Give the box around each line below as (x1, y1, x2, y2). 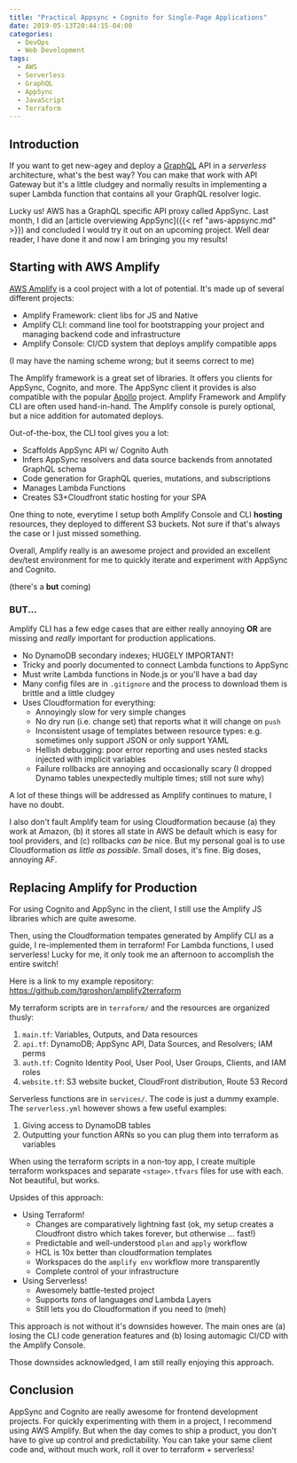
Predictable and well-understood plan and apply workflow (35, 1238, 248, 1248)
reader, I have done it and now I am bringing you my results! (9, 234, 228, 245)
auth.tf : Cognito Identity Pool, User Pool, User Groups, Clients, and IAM (21, 1057, 286, 1068)
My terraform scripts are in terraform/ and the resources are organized (9, 1002, 270, 1013)
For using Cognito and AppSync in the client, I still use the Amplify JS (9, 903, 262, 914)
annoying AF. (9, 854, 58, 866)
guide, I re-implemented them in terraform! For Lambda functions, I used (9, 939, 274, 950)
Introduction (9, 137, 80, 152)
